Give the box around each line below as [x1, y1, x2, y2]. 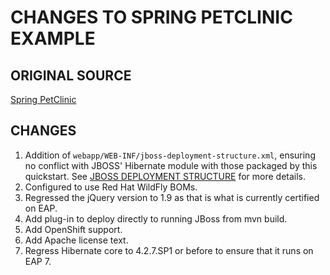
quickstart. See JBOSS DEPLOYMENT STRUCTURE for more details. [24, 170, 307, 182]
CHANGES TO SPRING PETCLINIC [10, 6, 293, 29]
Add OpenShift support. [24, 223, 123, 235]
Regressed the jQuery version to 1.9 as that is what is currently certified [24, 191, 320, 203]
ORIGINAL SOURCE [10, 67, 132, 84]
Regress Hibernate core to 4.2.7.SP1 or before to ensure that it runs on [24, 244, 314, 256]
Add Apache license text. [24, 234, 129, 246]
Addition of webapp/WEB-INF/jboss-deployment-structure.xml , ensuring [24, 149, 316, 161]
